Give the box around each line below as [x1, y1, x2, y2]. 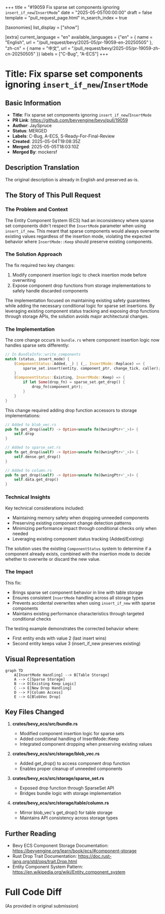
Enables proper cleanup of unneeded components [19, 766, 123, 772]
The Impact [5, 568, 33, 575]
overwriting [12, 277, 36, 283]
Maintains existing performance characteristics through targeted [12, 610, 145, 617]
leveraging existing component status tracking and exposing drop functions [5, 308, 160, 314]
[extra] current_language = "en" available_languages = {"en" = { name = [5, 34, 153, 40]
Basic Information [5, 99, 61, 107]
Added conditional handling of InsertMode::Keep [19, 736, 119, 742]
